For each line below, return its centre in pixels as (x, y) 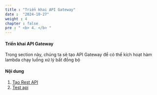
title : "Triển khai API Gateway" (40, 10)
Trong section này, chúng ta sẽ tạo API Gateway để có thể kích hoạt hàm (78, 55)
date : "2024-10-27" (27, 14)
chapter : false (22, 23)
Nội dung (15, 71)
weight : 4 (16, 19)
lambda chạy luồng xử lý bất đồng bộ (43, 60)
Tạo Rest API (25, 82)
